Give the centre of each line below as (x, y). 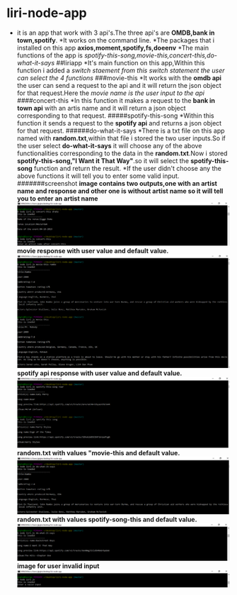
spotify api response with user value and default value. (99, 373)
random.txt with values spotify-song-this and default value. (107, 520)
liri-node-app (47, 13)
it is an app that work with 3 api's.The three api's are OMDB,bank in (116, 33)
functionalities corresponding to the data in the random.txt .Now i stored (122, 153)
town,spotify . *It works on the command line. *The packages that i (116, 40)
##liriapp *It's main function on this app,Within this (131, 62)
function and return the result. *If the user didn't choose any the (128, 168)
